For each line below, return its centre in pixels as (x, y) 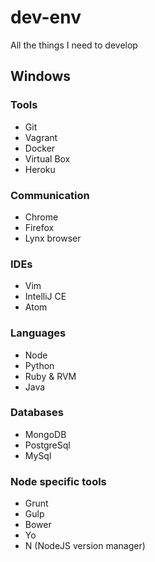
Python (39, 365)
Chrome (41, 217)
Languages (38, 333)
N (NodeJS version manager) (85, 546)
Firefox (39, 227)
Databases (37, 413)
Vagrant (41, 137)
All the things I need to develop (74, 45)
